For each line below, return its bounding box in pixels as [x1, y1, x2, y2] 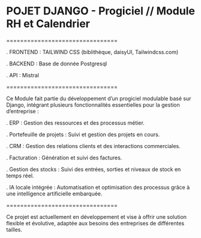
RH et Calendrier [6, 17, 91, 31]
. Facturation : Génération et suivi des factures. [6, 154, 122, 161]
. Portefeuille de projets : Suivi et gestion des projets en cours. [6, 131, 160, 138]
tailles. [6, 226, 23, 233]
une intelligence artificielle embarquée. [6, 190, 103, 197]
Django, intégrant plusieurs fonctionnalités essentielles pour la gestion [6, 101, 180, 109]
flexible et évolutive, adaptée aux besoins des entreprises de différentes [6, 219, 185, 227]
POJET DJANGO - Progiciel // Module [6, 4, 195, 18]
